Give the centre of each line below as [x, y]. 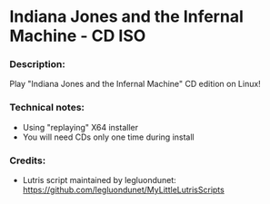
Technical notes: [47, 108]
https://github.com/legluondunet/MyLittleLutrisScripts [123, 190]
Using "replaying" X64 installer [80, 127]
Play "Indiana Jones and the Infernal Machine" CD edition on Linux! [135, 84]
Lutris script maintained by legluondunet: [100, 180]
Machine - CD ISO [78, 36]
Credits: [28, 160]
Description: [37, 64]
